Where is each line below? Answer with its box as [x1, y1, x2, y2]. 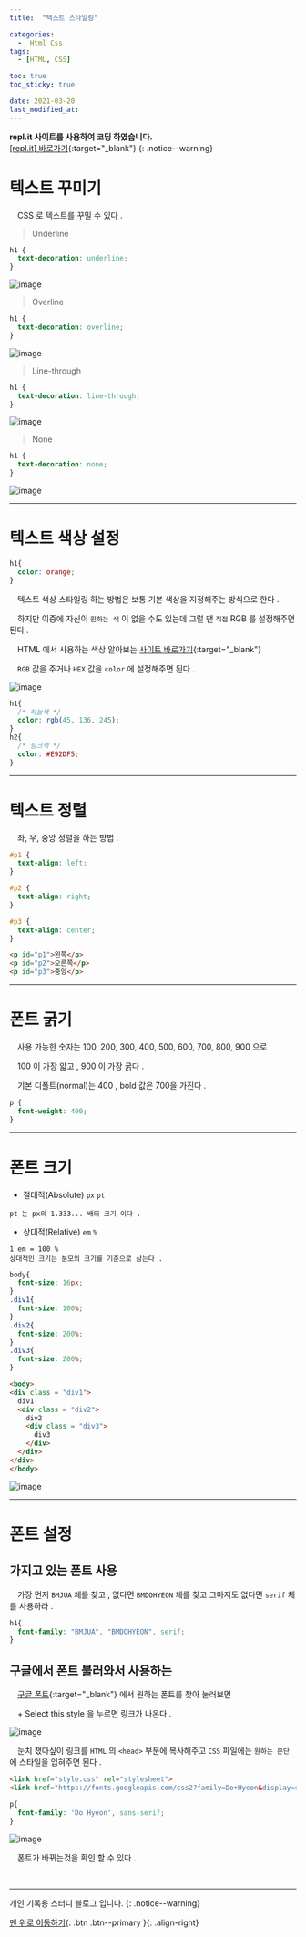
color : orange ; [17, 567, 76, 577]
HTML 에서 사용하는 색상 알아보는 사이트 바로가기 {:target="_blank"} [16, 643, 262, 654]
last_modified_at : [9, 105, 79, 114]
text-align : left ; [17, 858, 88, 868]
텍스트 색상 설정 [9, 528, 120, 549]
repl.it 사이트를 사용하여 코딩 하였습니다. [9, 131, 153, 142]
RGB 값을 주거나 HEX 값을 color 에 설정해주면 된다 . [17, 662, 196, 674]
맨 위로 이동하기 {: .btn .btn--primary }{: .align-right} [9, 1917, 199, 1928]
